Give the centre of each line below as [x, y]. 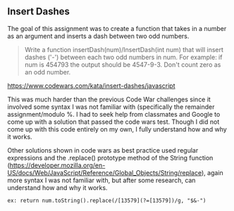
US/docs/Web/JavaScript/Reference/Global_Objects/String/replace [105, 172]
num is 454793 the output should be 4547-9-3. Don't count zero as [123, 64]
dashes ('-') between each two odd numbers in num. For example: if [123, 57]
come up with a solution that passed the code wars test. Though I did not [113, 122]
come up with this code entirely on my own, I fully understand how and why [117, 129]
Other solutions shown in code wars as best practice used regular [103, 150]
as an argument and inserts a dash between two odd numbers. [98, 36]
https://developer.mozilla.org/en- [57, 165]
